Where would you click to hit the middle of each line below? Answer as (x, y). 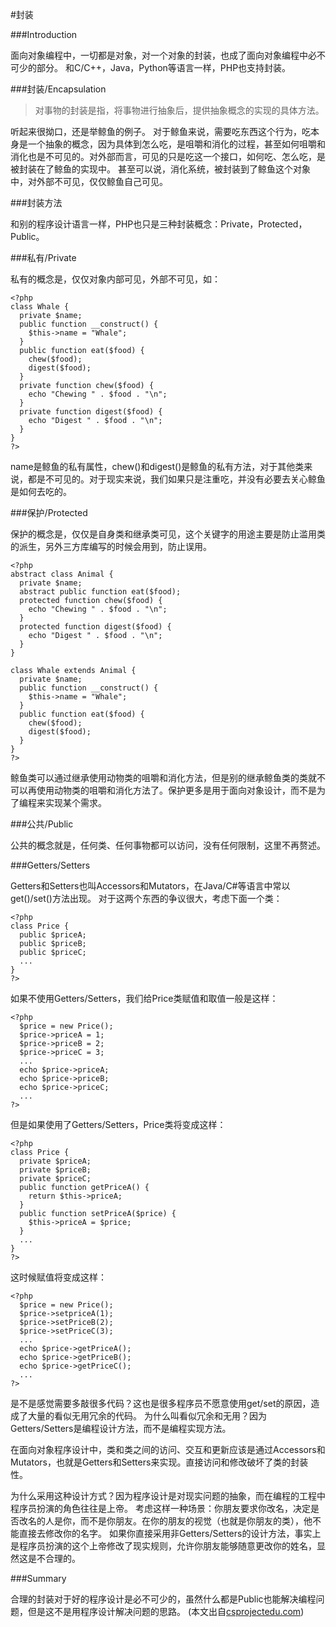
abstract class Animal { (62, 574)
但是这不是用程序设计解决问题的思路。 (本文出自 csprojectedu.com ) (166, 1611)
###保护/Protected (49, 512)
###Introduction (44, 34)
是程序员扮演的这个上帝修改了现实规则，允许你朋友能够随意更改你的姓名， (163, 1546)
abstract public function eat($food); (100, 592)
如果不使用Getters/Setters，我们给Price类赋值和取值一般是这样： (144, 998)
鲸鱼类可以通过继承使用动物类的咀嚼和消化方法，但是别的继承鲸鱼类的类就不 (168, 777)
